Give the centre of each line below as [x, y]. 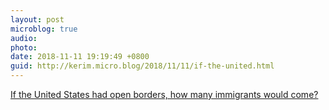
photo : [24, 47]
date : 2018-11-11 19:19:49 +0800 [80, 57]
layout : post [37, 19]
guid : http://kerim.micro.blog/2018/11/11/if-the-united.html [142, 66]
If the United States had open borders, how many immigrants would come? [164, 94]
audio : [24, 38]
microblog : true [44, 29]
